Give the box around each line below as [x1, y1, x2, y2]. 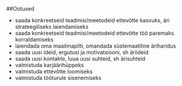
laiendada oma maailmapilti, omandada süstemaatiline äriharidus [15, 42, 177, 49]
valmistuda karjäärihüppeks [15, 61, 85, 69]
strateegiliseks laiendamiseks [15, 23, 89, 30]
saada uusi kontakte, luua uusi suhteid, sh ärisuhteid [15, 55, 146, 62]
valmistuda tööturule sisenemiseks [15, 75, 102, 81]
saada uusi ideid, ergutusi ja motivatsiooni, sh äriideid [15, 49, 149, 56]
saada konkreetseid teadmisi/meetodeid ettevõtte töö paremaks [15, 29, 174, 37]
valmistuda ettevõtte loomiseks [15, 68, 93, 75]
